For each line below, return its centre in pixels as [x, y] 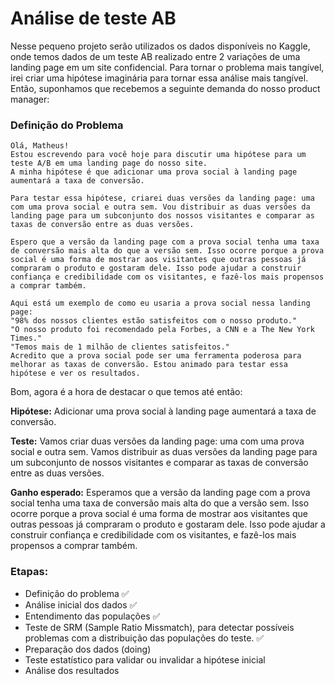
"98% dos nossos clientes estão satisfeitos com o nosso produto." [154, 321]
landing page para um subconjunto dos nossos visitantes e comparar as [162, 216]
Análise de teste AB [93, 18]
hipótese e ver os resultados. [75, 373]
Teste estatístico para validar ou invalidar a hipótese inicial [145, 659]
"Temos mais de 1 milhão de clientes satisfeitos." [120, 347]
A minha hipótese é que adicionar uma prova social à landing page [154, 172]
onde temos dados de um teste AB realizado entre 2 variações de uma [155, 56]
